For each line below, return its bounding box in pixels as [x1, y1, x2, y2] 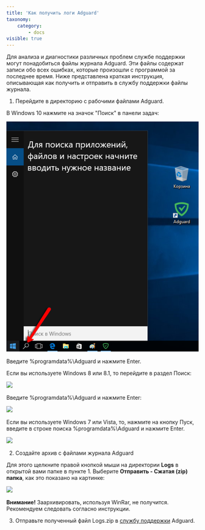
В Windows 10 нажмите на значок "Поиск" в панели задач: [6, 109, 160, 117]
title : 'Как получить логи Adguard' [6, 10, 99, 16]
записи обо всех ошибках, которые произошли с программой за [6, 66, 176, 73]
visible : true [6, 35, 43, 42]
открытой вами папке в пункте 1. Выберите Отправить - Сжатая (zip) [6, 468, 188, 475]
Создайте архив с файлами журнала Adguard [15, 449, 134, 457]
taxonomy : [6, 16, 32, 23]
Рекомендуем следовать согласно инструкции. [6, 505, 131, 513]
